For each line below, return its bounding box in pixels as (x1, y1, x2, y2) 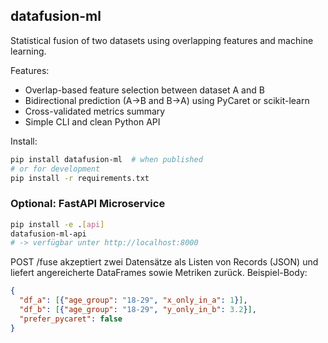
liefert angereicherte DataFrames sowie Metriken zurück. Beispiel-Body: (10, 267, 308, 279)
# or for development (10, 164, 101, 174)
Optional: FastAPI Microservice (10, 197, 166, 211)
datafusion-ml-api (10, 229, 87, 239)
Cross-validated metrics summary (24, 105, 166, 117)
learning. (10, 45, 47, 57)
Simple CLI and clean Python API (24, 115, 161, 128)
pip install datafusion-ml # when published (10, 154, 203, 164)
